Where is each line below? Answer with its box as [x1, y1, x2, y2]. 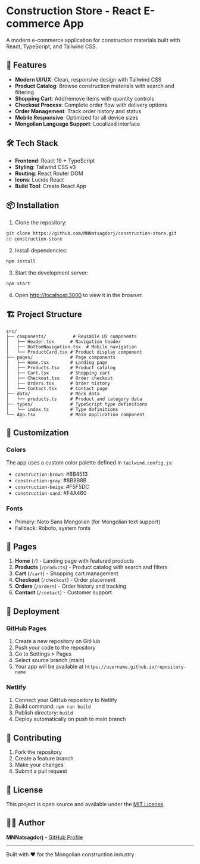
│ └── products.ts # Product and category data [6, 396, 143, 402]
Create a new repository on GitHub [14, 638, 101, 645]
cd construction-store [6, 236, 62, 242]
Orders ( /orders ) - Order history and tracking [14, 582, 127, 590]
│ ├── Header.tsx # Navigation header [6, 338, 121, 345]
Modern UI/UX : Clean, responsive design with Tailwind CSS [14, 76, 162, 83]
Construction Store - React [6, 4, 142, 18]
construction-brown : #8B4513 [14, 470, 88, 478]
